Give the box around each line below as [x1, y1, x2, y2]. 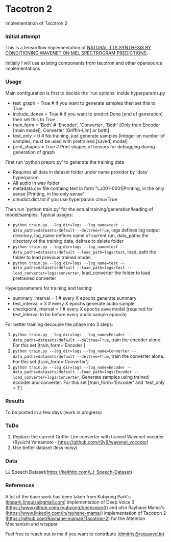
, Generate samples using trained [79, 374, 149, 380]
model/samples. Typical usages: [5, 211, 73, 218]
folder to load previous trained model [12, 254, 91, 260]
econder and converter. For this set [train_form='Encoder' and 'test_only [12, 379, 165, 385]
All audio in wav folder [12, 180, 60, 186]
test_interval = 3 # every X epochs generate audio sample [12, 300, 135, 306]
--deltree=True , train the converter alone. [77, 353, 165, 359]
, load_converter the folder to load [79, 269, 151, 276]
